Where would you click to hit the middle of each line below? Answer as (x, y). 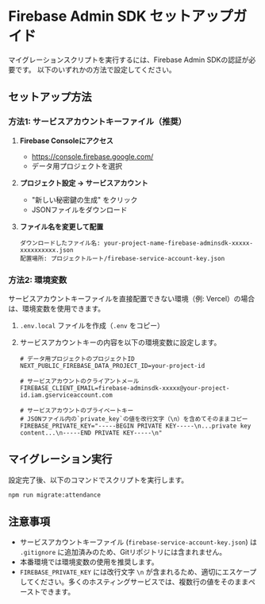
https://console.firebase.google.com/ (92, 157)
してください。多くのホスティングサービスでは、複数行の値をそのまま (134, 582)
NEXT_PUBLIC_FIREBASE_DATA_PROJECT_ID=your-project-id (112, 366)
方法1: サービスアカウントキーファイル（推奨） (97, 122)
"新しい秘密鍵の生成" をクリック (84, 199)
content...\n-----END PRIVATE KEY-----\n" (91, 433)
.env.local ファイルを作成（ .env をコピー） (92, 325)
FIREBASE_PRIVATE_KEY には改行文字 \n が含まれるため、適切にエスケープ (138, 572)
